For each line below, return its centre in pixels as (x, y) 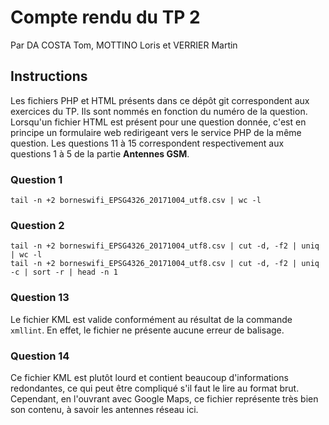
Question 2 (37, 225)
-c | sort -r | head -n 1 (64, 272)
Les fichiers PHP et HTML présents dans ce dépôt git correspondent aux (160, 100)
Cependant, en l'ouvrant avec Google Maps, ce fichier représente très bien (164, 398)
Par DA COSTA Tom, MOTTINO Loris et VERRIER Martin (124, 45)
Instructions (49, 76)
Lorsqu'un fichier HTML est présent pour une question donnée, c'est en (158, 122)
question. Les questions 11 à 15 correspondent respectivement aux (147, 143)
